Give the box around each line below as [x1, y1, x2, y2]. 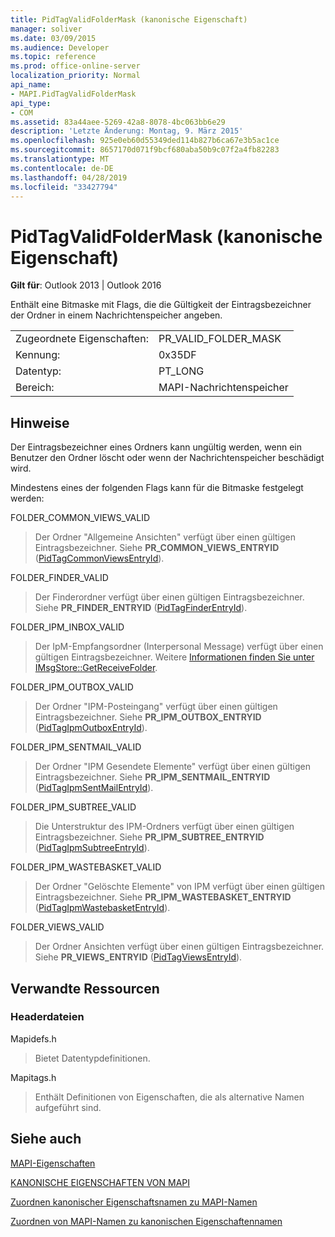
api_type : [10, 98, 52, 108]
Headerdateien [10, 1010, 85, 1024]
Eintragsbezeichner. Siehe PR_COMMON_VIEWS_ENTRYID [34, 542, 280, 554]
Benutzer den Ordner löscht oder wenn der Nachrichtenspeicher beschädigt [10, 452, 325, 464]
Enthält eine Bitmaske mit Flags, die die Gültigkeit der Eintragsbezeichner [10, 299, 312, 311]
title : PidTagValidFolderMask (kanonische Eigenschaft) [10, 14, 248, 25]
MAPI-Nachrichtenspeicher [158, 381, 289, 395]
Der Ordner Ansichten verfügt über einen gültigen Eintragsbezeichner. [34, 941, 325, 953]
